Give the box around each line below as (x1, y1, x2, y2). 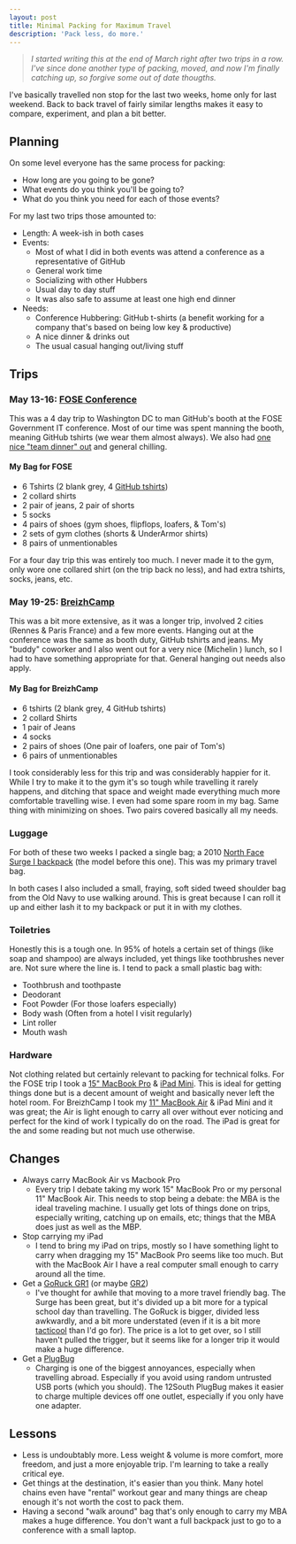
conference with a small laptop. (21, 1525, 137, 1536)
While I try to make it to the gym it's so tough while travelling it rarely (9, 776, 259, 787)
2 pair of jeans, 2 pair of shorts (21, 500, 135, 511)
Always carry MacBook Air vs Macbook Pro (21, 1175, 181, 1185)
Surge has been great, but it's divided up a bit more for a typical (34, 1297, 268, 1308)
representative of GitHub (34, 256, 125, 266)
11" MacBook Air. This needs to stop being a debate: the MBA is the (34, 1193, 280, 1204)
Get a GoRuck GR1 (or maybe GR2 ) (21, 1278, 148, 1289)
